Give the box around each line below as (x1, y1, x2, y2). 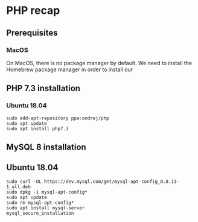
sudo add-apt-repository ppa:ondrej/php (6, 115, 110, 121)
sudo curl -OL (6, 179, 42, 185)
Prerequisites (6, 28, 58, 38)
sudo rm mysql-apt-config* (6, 200, 74, 206)
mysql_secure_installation (6, 210, 74, 216)
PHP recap (6, 4, 60, 17)
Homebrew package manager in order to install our (6, 66, 133, 73)
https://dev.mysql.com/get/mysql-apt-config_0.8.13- (44, 179, 180, 185)
